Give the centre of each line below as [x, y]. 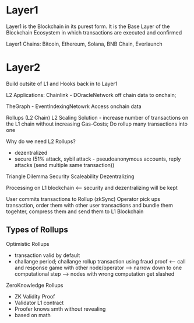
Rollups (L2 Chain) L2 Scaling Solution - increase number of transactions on [97, 117]
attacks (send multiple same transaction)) [64, 165]
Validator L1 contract [39, 303]
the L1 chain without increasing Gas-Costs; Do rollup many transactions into [97, 124]
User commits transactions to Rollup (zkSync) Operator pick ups [83, 199]
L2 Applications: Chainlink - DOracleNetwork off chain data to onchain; [91, 95]
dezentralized [31, 152]
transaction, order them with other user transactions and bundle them [90, 205]
